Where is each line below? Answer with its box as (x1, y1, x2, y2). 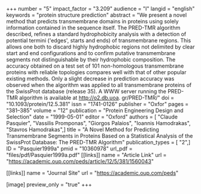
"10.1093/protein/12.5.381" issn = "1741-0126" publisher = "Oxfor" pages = (6, 101, 189, 107)
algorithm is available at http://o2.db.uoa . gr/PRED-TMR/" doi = (19, 94, 175, 101)
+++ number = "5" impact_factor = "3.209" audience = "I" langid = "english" (6, 5, 195, 12)
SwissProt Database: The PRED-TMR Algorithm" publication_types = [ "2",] (6, 139, 191, 145)
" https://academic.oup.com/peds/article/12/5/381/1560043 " (6, 158, 154, 165)
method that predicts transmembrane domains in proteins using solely (6, 18, 179, 25)
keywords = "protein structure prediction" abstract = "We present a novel (6, 11, 187, 19)
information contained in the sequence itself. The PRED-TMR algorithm (6, 24, 181, 31)
